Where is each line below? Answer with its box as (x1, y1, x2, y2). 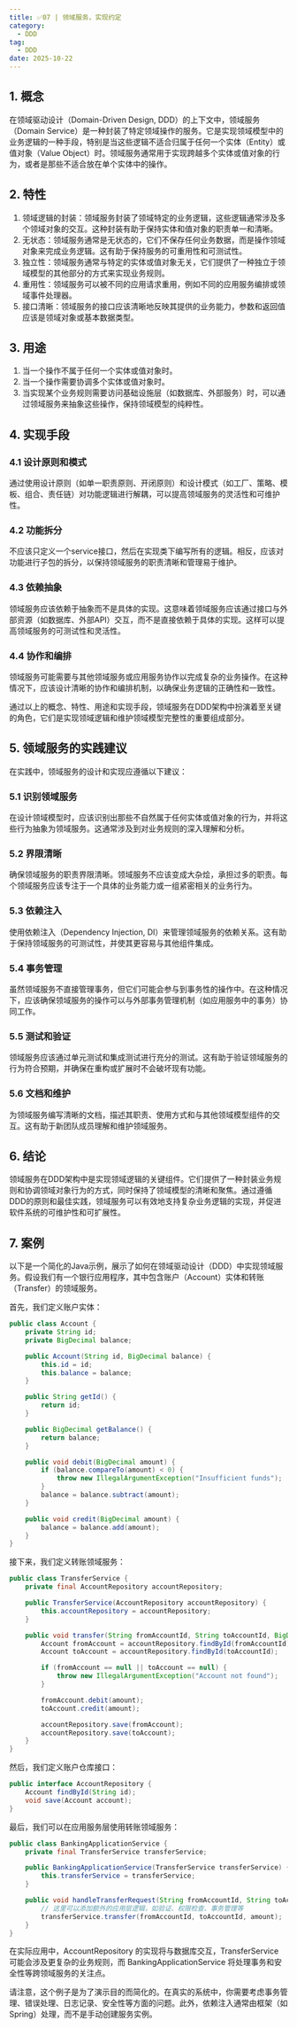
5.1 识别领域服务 (9, 790, 78, 803)
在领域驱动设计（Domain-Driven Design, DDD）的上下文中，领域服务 (9, 114, 261, 125)
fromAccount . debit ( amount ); (41, 1696, 144, 1705)
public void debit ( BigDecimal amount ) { (25, 1457, 176, 1466)
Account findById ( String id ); (25, 1788, 137, 1797)
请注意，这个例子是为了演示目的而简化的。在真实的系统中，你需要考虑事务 (9, 1986, 280, 1998)
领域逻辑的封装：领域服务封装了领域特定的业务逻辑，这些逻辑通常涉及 (21, 212, 278, 222)
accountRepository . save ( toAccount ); (41, 1729, 176, 1737)
